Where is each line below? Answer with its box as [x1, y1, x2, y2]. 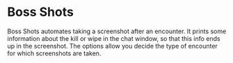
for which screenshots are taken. [7, 49, 102, 57]
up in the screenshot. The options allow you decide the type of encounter [7, 42, 218, 50]
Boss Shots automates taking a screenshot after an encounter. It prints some [7, 27, 227, 35]
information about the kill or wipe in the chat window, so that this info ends [7, 34, 220, 42]
